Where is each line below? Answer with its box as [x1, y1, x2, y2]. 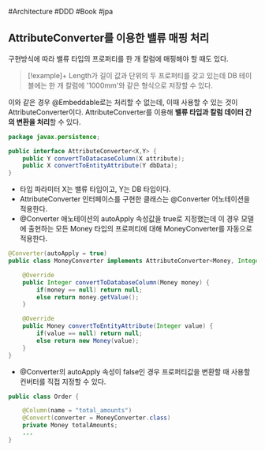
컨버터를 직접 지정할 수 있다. [19, 377, 106, 386]
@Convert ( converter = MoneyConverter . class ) [22, 414, 171, 422]
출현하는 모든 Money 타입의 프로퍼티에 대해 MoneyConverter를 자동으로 [28, 224, 252, 234]
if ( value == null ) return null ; [36, 329, 144, 338]
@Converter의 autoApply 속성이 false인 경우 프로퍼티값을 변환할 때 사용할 [19, 366, 251, 376]
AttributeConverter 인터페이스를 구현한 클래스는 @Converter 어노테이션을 [19, 194, 251, 204]
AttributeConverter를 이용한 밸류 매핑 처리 [8, 32, 210, 45]
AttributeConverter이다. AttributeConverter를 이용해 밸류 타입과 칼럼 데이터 [8, 107, 244, 117]
